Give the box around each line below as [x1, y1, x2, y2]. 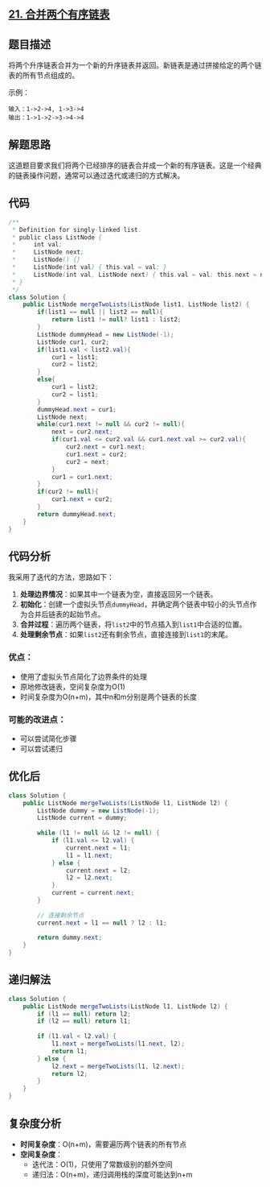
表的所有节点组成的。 [8, 71, 79, 81]
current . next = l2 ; [65, 866, 131, 875]
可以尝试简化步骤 [19, 734, 77, 743]
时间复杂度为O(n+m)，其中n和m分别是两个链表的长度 [19, 692, 198, 701]
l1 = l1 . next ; [65, 851, 113, 859]
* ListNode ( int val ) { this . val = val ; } [11, 263, 167, 271]
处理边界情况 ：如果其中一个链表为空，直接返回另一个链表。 [19, 589, 218, 599]
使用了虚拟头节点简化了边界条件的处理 [19, 672, 147, 681]
